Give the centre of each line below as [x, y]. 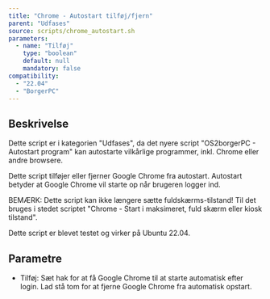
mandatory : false [52, 69]
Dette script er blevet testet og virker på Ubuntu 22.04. [100, 233]
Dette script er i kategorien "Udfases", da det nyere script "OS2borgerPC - [132, 143]
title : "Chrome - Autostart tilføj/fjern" [81, 16]
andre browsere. [35, 160]
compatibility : [34, 76]
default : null [46, 61]
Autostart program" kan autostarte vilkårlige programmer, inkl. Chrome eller [134, 152]
